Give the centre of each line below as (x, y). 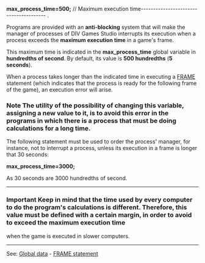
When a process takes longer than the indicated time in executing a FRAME (101, 77)
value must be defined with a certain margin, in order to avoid (99, 215)
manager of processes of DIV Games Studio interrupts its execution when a (101, 34)
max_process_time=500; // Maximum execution (68, 9)
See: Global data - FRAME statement (52, 253)
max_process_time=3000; (41, 167)
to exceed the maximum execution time (66, 223)
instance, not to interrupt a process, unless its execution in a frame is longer (102, 148)
